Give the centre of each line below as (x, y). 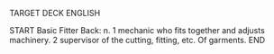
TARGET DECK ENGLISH (55, 13)
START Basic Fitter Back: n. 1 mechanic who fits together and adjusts (137, 30)
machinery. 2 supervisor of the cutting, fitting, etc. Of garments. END (137, 40)
